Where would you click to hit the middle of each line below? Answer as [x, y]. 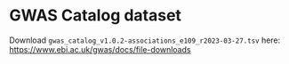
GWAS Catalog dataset [96, 16]
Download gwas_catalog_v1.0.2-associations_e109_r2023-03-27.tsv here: [145, 40]
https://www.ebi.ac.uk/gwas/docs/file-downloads [100, 49]
